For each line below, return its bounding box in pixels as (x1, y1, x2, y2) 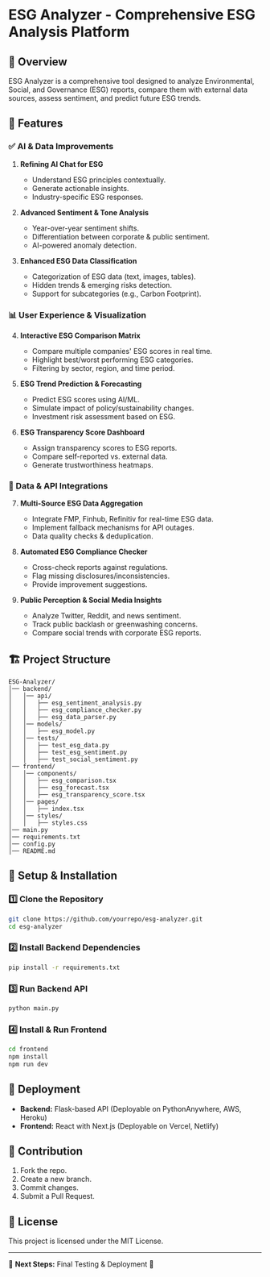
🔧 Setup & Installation (8, 869, 118, 883)
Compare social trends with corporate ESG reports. (31, 628, 202, 638)
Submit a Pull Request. (19, 1192, 95, 1201)
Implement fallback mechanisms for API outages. (31, 522, 194, 533)
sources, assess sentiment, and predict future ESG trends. (8, 94, 202, 102)
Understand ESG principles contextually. (31, 175, 166, 185)
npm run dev (8, 1060, 48, 1068)
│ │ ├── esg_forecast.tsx (8, 784, 110, 792)
